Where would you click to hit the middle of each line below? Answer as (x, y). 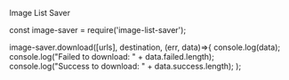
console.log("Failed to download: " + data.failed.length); (112, 56)
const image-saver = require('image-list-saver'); (98, 30)
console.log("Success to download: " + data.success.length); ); (125, 66)
